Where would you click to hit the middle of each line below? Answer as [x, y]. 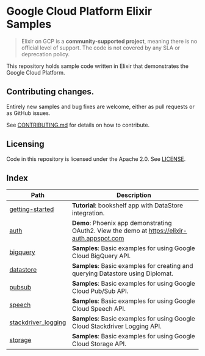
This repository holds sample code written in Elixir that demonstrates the [98, 66]
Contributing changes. [50, 92]
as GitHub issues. [28, 113]
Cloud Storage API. [99, 344]
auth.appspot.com [98, 239]
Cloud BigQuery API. [102, 256]
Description [134, 195]
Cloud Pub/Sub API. [100, 291]
